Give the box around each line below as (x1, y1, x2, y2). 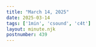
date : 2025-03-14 (6, 15, 50, 21)
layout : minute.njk (6, 26, 56, 32)
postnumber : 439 (6, 32, 47, 38)
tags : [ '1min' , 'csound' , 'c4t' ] (6, 20, 91, 26)
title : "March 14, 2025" (6, 9, 69, 15)
